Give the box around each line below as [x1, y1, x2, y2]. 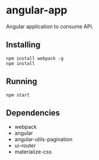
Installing [6, 40, 41, 50]
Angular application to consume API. [6, 23, 94, 30]
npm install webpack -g [6, 55, 64, 62]
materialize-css [14, 148, 52, 155]
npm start [6, 92, 30, 98]
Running [6, 77, 38, 87]
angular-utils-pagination [14, 136, 73, 143]
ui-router [14, 142, 36, 149]
